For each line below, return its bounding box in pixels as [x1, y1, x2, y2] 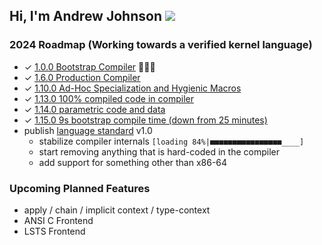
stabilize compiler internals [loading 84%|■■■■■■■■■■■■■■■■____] [38, 135, 305, 147]
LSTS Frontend [23, 225, 86, 237]
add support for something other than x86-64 [38, 156, 228, 168]
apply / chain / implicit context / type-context [23, 204, 211, 216]
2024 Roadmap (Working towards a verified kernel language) [9, 38, 313, 52]
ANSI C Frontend [23, 214, 94, 226]
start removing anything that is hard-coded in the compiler [38, 145, 280, 158]
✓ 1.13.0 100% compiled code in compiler [23, 92, 194, 104]
